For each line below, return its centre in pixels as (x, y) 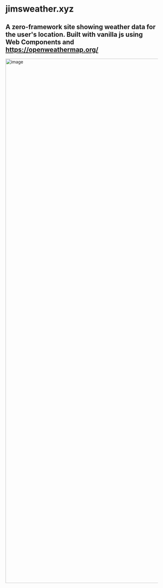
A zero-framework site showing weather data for (81, 27)
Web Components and (40, 42)
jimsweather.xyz (40, 9)
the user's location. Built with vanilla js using (74, 34)
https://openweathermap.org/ (52, 50)
